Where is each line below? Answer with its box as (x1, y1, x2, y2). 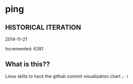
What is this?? (5, 60, 50, 69)
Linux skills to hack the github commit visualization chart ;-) (5, 73, 129, 79)
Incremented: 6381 (5, 46, 44, 51)
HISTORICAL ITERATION (5, 23, 81, 32)
